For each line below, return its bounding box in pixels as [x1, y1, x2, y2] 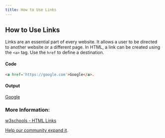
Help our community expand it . [5, 128, 69, 134]
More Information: [5, 106, 50, 113]
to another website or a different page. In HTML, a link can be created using [5, 44, 161, 50]
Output [5, 83, 20, 89]
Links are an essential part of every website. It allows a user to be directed [5, 39, 158, 45]
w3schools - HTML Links [5, 118, 57, 124]
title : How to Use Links [5, 7, 57, 12]
